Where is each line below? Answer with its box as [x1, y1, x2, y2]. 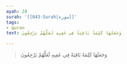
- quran [6, 24, 25, 31]
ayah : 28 [6, 8, 28, 15]
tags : [6, 19, 19, 25]
